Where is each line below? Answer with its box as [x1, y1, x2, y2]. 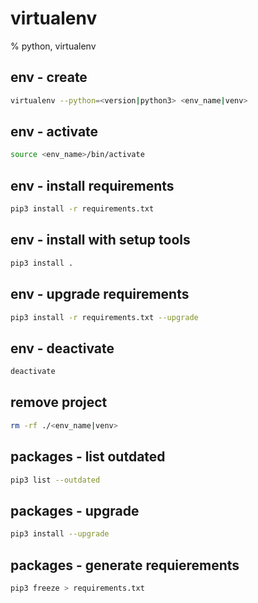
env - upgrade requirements [10, 286, 190, 303]
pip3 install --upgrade [10, 529, 110, 539]
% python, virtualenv [10, 40, 97, 52]
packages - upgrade [10, 502, 140, 519]
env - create [10, 69, 88, 86]
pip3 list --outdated [10, 475, 101, 485]
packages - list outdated [10, 448, 166, 466]
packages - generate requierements [10, 557, 240, 574]
